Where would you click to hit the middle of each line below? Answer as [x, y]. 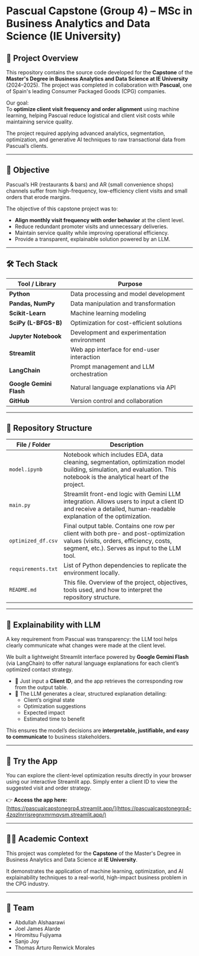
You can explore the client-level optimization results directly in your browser [99, 775]
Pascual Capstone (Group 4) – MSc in [99, 11]
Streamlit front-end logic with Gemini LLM [122, 494]
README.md [23, 590]
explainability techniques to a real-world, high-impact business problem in [97, 877]
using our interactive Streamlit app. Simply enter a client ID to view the [92, 782]
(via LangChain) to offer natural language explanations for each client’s [93, 663]
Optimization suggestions [55, 706]
